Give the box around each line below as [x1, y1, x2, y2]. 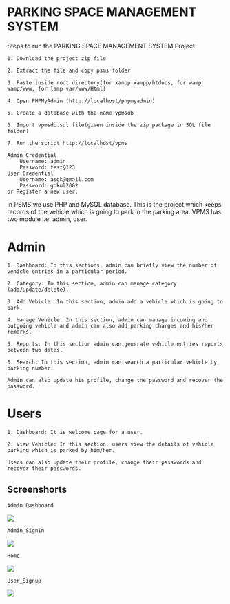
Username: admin [19, 158, 67, 164]
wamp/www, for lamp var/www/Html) [7, 85, 107, 92]
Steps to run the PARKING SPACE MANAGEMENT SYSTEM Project [7, 41, 195, 50]
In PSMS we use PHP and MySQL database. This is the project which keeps [7, 200, 222, 208]
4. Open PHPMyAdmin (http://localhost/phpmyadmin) [7, 97, 156, 104]
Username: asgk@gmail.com [19, 176, 94, 183]
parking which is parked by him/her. [7, 446, 116, 453]
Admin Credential [7, 151, 57, 159]
